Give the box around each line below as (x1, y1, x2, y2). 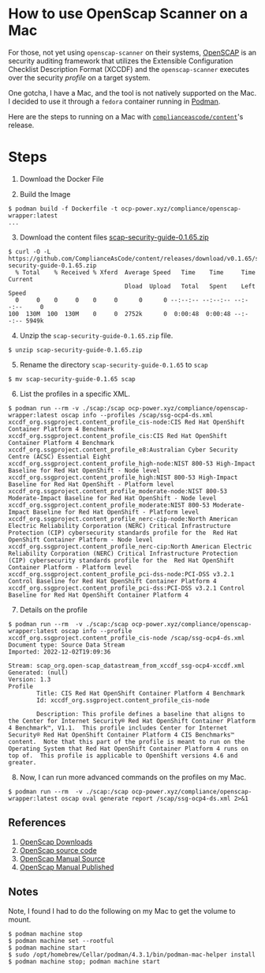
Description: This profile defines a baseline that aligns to (36, 710, 245, 718)
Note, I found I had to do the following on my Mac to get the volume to (8, 906, 236, 915)
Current (8, 275, 34, 283)
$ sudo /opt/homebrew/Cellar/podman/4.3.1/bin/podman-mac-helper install (8, 950, 256, 959)
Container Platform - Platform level (8, 563, 132, 571)
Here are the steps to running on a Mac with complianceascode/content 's (8, 111, 244, 121)
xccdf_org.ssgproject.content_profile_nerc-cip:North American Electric (8, 542, 252, 550)
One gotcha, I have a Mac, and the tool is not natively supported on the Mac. (8, 88, 257, 97)
